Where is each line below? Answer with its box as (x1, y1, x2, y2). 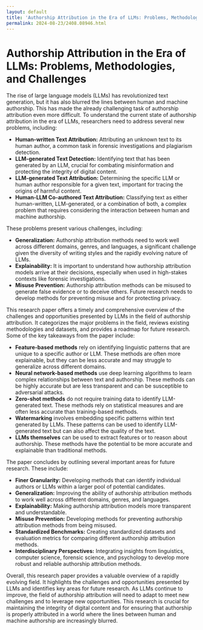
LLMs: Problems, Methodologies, (6, 59, 176, 73)
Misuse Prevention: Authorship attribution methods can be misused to (14, 282, 192, 289)
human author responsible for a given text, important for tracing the (14, 181, 183, 188)
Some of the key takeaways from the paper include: (6, 332, 135, 339)
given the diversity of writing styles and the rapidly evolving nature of (14, 250, 188, 257)
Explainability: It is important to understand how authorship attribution (14, 262, 192, 270)
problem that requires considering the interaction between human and (14, 207, 190, 214)
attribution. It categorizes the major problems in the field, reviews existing (6, 319, 190, 327)
